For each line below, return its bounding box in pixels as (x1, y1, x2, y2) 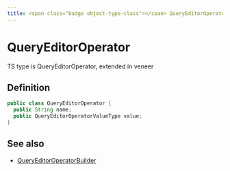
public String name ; (13, 107, 72, 114)
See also (7, 138, 44, 150)
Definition (7, 81, 50, 93)
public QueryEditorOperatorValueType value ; (13, 113, 142, 120)
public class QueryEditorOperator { (7, 100, 112, 107)
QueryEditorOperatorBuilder (16, 156, 97, 164)
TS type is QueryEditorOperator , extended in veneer (7, 62, 154, 70)
